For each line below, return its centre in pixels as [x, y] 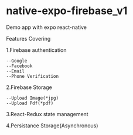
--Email [16, 71]
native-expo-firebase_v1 [67, 11]
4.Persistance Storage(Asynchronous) [52, 126]
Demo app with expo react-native [46, 27]
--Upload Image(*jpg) [33, 98]
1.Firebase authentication [36, 50]
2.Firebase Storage [29, 87]
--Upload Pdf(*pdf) [30, 103]
